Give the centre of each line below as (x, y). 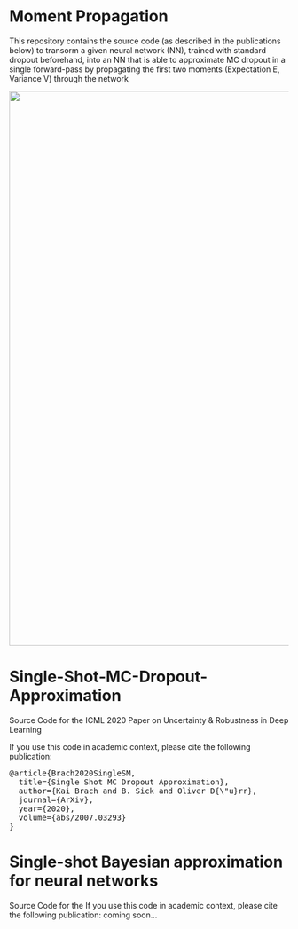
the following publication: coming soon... (83, 915)
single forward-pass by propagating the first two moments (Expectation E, (145, 69)
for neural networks (84, 881)
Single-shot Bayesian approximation (146, 862)
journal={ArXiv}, (56, 799)
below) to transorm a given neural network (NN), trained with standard (138, 50)
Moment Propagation (89, 16)
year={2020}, (47, 808)
